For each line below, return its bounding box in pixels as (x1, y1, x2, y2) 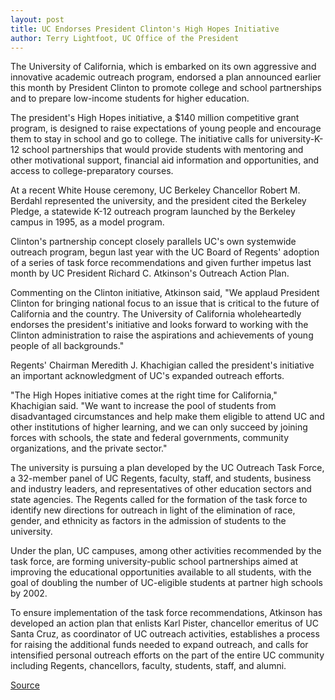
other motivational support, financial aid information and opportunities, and (10, 154, 320, 166)
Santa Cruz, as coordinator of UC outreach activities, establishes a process (10, 628, 320, 640)
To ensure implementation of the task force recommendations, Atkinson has (10, 607, 323, 619)
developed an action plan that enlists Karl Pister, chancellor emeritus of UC (10, 617, 319, 630)
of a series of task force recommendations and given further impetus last (10, 257, 312, 269)
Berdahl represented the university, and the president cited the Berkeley (10, 195, 307, 207)
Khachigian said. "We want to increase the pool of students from (10, 400, 277, 412)
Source (10, 679, 40, 691)
